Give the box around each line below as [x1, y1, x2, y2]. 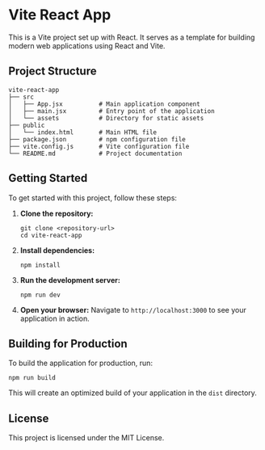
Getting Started [8, 171, 88, 185]
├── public [8, 121, 45, 129]
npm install [19, 261, 61, 269]
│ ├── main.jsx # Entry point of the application [8, 107, 216, 115]
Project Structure [8, 65, 97, 78]
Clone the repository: [19, 208, 94, 218]
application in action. [19, 313, 90, 323]
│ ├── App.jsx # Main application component [8, 99, 200, 108]
